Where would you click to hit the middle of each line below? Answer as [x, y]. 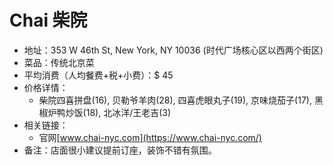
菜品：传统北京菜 [59, 62]
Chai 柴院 [48, 20]
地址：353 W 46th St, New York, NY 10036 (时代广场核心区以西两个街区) [173, 50]
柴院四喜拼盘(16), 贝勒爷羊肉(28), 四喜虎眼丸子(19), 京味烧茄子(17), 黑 [181, 100]
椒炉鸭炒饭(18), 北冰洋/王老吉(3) [105, 112]
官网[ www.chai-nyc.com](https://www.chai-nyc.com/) [150, 137]
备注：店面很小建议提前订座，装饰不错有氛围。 [120, 150]
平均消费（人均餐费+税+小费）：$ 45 [98, 75]
